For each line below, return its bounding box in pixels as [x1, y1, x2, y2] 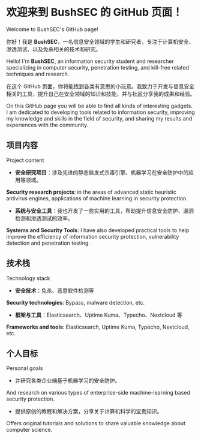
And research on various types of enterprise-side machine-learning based [6, 389, 190, 396]
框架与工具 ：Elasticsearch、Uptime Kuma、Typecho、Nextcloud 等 [14, 311, 183, 318]
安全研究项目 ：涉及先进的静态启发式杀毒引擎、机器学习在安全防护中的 [14, 169, 189, 176]
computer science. [6, 426, 53, 434]
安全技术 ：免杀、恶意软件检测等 [14, 287, 94, 294]
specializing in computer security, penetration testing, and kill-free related [6, 64, 189, 71]
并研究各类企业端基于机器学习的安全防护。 [14, 377, 121, 384]
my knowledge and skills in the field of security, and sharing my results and [6, 115, 193, 122]
